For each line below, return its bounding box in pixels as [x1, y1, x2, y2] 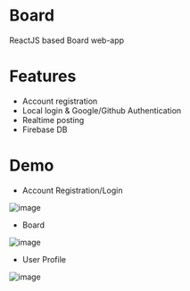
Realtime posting [21, 114, 85, 125]
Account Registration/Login [21, 185, 123, 195]
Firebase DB [21, 124, 68, 135]
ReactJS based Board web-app [9, 35, 125, 46]
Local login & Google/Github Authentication [21, 104, 182, 116]
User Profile [21, 254, 67, 264]
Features [9, 66, 77, 87]
